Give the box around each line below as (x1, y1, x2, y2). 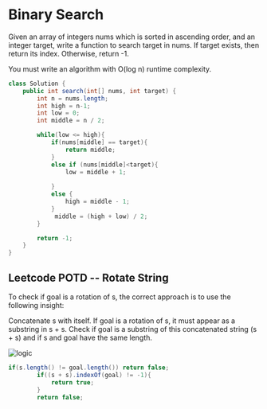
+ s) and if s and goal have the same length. (8, 333, 153, 342)
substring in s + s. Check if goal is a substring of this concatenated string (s (8, 325, 257, 333)
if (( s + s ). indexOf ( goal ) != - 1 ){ (37, 371, 151, 379)
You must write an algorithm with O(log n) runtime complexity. (8, 64, 212, 73)
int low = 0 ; (37, 109, 80, 117)
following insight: (8, 301, 65, 310)
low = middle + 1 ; (65, 168, 127, 176)
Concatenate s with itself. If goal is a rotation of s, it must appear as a (8, 316, 236, 325)
